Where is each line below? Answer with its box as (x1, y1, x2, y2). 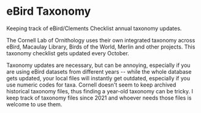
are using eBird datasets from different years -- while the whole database (6, 68, 192, 75)
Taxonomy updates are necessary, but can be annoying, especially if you (6, 61, 191, 69)
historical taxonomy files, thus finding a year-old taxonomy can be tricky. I (6, 87, 194, 95)
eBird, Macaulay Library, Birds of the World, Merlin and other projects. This (6, 43, 195, 50)
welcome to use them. (6, 100, 63, 108)
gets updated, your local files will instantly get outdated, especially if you (6, 74, 191, 82)
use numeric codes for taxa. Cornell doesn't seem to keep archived (6, 81, 176, 88)
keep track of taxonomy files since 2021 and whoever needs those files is (6, 94, 192, 101)
